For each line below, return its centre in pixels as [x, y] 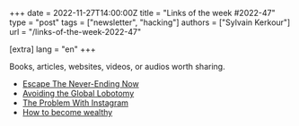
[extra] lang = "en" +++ [53, 49]
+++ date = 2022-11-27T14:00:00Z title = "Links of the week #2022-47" [142, 13]
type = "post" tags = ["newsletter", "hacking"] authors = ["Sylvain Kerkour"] [150, 22]
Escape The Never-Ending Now [80, 84]
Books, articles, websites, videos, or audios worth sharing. [118, 67]
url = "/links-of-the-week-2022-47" [75, 32]
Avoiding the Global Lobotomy [78, 93]
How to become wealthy [67, 112]
